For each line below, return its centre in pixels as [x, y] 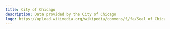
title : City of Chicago [30, 10]
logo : [11, 19]
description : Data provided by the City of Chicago [61, 14]
